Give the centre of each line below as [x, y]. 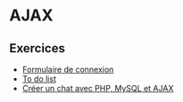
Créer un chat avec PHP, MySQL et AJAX [98, 88]
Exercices [37, 48]
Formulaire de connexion [68, 69]
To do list [39, 79]
